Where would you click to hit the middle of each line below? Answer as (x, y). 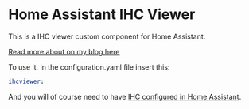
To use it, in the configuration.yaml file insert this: (89, 67)
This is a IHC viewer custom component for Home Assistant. (107, 36)
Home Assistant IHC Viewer (102, 15)
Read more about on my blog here (64, 51)
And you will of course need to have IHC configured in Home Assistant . (125, 96)
